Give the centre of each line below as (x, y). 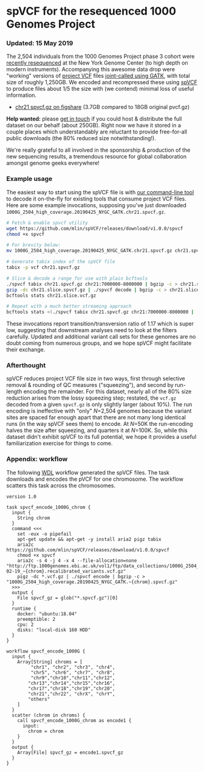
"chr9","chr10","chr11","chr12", (73, 678)
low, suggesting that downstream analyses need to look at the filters (92, 330)
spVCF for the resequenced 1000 (91, 11)
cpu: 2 (25, 625)
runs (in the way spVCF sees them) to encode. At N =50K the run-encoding (100, 424)
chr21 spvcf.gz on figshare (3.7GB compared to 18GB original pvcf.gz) (102, 107)
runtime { (24, 608)
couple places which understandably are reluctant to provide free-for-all (97, 132)
